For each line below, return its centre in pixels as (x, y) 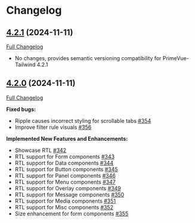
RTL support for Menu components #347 (65, 182)
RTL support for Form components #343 (65, 156)
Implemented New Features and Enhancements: (67, 138)
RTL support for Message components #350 (69, 194)
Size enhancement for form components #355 (72, 213)
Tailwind (25, 64)
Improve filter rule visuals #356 (53, 127)
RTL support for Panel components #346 (65, 175)
